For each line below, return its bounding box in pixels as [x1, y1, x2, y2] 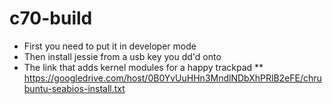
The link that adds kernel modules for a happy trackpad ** [23, 61, 264, 73]
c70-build [9, 7, 93, 30]
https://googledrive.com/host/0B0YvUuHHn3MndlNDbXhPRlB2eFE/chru [23, 72, 322, 84]
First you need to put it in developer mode [23, 40, 197, 52]
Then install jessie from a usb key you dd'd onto [23, 50, 222, 62]
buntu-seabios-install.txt [23, 82, 126, 94]
